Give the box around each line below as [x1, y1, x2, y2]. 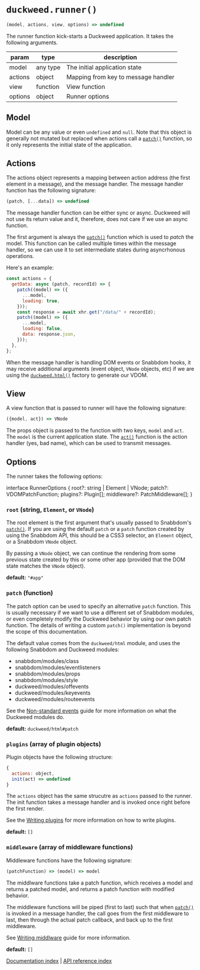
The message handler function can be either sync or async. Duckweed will [6, 209, 190, 216]
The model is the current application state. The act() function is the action [6, 433, 188, 440]
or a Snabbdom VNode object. [6, 538, 78, 545]
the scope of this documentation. [6, 628, 88, 635]
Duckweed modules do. [6, 713, 64, 720]
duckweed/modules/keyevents [14, 689, 91, 696]
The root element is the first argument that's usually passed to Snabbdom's [6, 519, 192, 526]
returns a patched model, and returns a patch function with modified [6, 885, 175, 892]
